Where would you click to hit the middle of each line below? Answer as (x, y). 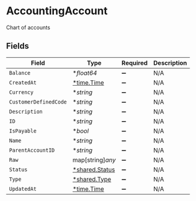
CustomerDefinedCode (38, 102)
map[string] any (94, 160)
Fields (18, 46)
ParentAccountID (32, 150)
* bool (81, 131)
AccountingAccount (57, 11)
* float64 (85, 73)
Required (134, 62)
